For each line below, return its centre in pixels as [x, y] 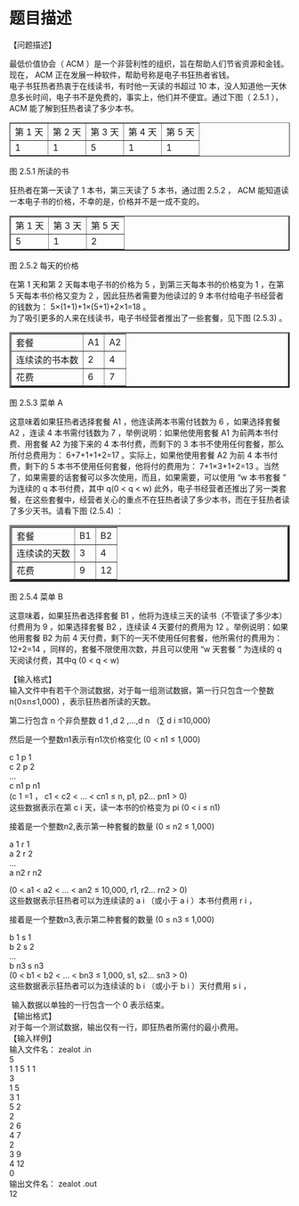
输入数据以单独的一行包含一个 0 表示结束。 [90, 1004]
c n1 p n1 [25, 785]
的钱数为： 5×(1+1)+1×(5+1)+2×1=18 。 [80, 306]
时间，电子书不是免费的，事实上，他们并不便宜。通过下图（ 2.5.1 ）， [158, 97]
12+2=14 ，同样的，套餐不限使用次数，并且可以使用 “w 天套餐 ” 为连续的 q [145, 648]
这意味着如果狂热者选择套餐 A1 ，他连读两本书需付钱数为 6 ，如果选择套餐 [145, 421]
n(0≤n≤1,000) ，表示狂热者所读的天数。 [82, 701]
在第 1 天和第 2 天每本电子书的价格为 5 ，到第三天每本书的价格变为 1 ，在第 [147, 284]
